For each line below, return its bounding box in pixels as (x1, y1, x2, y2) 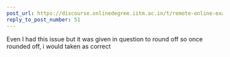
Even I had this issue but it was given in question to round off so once (6, 35, 203, 43)
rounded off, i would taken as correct (6, 42, 111, 50)
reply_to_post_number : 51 (6, 16, 80, 23)
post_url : (6, 9, 35, 17)
